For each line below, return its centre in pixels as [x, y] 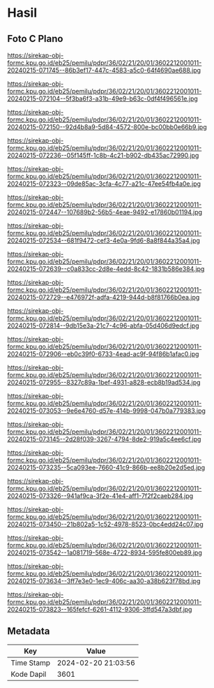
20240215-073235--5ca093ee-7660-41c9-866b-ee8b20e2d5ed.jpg [106, 467]
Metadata [29, 631]
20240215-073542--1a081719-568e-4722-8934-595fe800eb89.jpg [105, 552]
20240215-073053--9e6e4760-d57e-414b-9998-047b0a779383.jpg [106, 411]
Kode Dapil [29, 674]
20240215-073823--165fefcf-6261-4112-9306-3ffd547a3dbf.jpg [100, 609]
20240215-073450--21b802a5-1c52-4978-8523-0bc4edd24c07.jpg [105, 524]
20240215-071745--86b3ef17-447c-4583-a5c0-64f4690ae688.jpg [104, 70]
